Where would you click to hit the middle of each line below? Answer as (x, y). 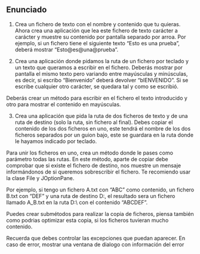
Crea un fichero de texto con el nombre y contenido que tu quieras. (98, 24)
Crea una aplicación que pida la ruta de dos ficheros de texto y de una (101, 116)
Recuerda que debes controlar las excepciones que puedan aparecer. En (96, 238)
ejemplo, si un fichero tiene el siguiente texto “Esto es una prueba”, (97, 43)
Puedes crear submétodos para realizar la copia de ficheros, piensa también (100, 213)
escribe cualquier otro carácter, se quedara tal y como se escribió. (97, 86)
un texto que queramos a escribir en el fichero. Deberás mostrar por (99, 67)
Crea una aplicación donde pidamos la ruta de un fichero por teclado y (102, 61)
